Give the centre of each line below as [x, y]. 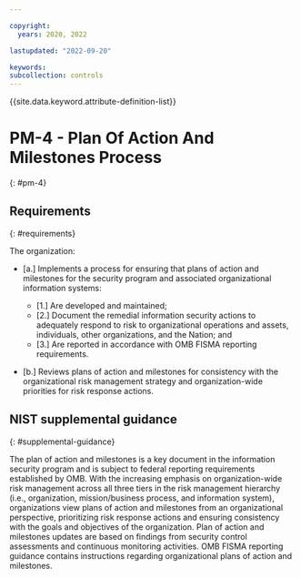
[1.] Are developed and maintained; [102, 305]
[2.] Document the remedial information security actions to [146, 315]
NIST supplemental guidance [93, 420]
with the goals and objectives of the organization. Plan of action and [137, 527]
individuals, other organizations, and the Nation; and [134, 334]
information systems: [62, 288]
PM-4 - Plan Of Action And [112, 138]
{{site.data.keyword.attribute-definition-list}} [93, 102]
